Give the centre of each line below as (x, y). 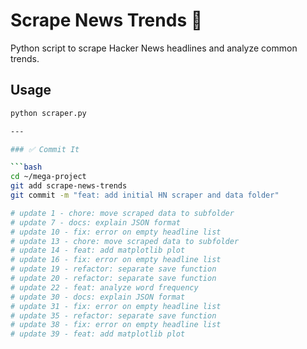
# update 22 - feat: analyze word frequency (104, 287)
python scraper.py (48, 113)
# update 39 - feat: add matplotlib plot (98, 334)
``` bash (26, 167)
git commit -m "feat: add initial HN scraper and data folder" (145, 195)
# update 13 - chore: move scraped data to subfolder (125, 241)
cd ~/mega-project (48, 177)
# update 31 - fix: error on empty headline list (116, 306)
